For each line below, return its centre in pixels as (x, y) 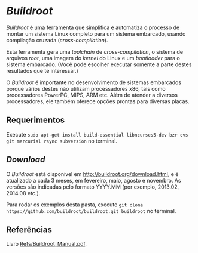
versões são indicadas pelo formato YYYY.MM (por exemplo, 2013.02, (93, 187)
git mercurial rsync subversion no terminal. (62, 141)
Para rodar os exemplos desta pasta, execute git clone (75, 205)
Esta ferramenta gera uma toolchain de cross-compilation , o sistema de (95, 51)
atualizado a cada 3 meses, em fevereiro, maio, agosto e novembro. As (94, 180)
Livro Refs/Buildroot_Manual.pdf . (46, 244)
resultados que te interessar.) (42, 70)
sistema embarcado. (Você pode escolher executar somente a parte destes (99, 64)
